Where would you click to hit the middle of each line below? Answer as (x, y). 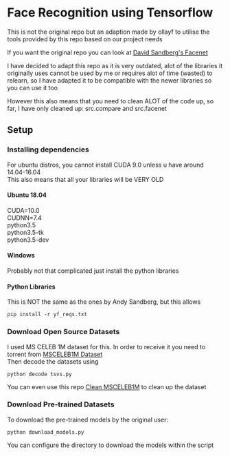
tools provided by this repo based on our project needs (85, 39)
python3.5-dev (28, 240)
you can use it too (33, 87)
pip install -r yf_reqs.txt (47, 315)
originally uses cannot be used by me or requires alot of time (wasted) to (110, 73)
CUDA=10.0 (23, 210)
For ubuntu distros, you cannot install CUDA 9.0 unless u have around (105, 165)
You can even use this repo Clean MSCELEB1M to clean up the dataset (107, 386)
